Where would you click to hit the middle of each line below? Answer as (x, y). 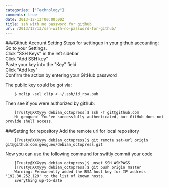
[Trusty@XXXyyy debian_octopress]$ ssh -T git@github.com (77, 113)
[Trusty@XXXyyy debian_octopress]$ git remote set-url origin (81, 140)
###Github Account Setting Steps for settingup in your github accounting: (82, 43)
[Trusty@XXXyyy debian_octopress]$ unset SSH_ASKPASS (72, 163)
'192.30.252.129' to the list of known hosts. (55, 176)
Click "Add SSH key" (27, 59)
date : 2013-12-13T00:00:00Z (35, 19)
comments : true (21, 15)
